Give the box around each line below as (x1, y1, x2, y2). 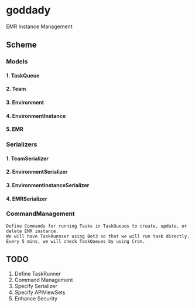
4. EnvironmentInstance (6, 112, 66, 119)
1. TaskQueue (6, 72, 40, 79)
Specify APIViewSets (14, 289, 66, 296)
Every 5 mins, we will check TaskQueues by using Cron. (6, 238, 145, 244)
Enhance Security (14, 295, 57, 302)
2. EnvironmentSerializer (6, 168, 68, 175)
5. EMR (6, 126, 23, 133)
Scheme (6, 40, 37, 50)
